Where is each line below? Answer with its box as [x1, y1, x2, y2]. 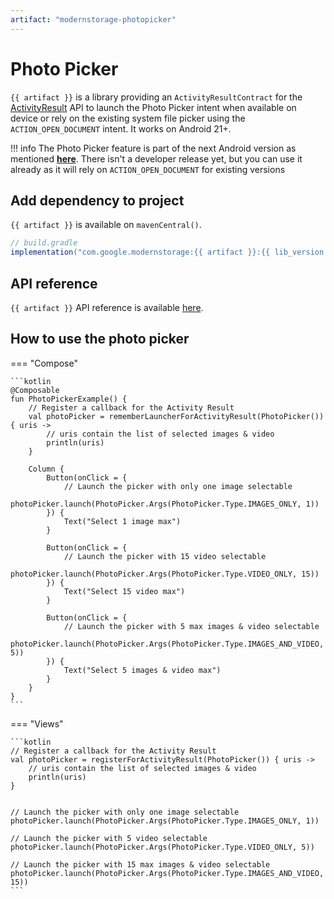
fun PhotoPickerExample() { [10, 394, 128, 404]
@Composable [10, 385, 60, 395]
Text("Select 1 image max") [63, 516, 182, 526]
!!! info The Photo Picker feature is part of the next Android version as [10, 142, 297, 154]
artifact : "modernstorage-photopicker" [10, 14, 177, 25]
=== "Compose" [10, 357, 78, 369]
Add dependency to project [10, 192, 185, 209]
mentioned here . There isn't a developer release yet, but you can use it [10, 152, 303, 165]
